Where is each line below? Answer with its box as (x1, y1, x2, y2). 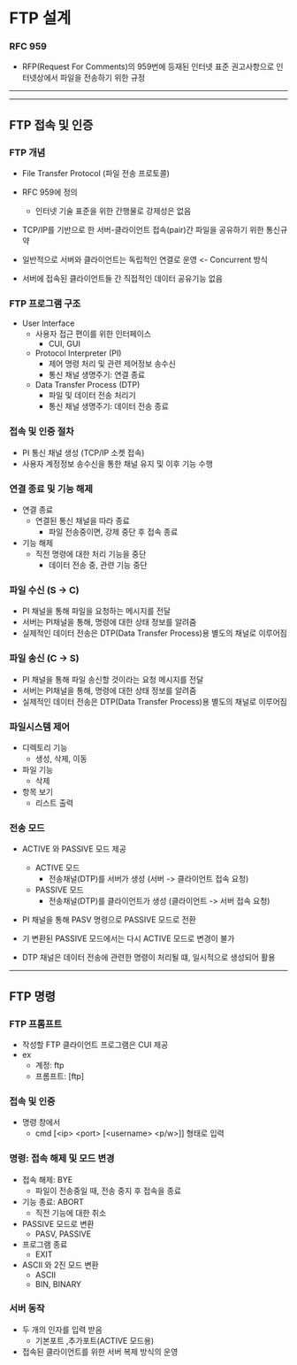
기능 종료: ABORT (21, 1196, 84, 1207)
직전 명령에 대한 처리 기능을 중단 (34, 549, 147, 559)
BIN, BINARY (34, 1278, 82, 1289)
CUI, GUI (48, 338, 81, 350)
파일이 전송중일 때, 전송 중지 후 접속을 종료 (34, 1185, 182, 1196)
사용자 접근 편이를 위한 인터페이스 (34, 328, 152, 339)
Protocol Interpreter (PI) (34, 348, 122, 359)
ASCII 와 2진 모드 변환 (21, 1259, 99, 1270)
